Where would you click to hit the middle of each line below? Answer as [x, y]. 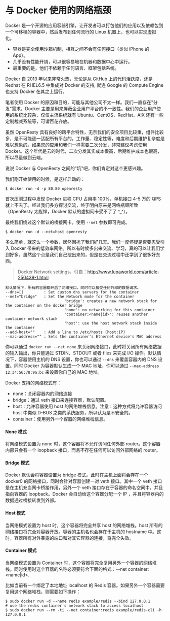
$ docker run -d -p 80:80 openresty [44, 188]
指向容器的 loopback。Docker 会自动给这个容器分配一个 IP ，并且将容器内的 [84, 494]
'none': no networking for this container [110, 310]
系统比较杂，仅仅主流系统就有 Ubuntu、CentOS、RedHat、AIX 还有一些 [89, 115]
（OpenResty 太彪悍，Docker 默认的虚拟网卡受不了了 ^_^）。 [68, 211]
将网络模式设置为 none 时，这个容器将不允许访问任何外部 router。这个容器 [83, 444]
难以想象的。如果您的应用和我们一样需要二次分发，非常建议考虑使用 [76, 145]
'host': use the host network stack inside [111, 323]
